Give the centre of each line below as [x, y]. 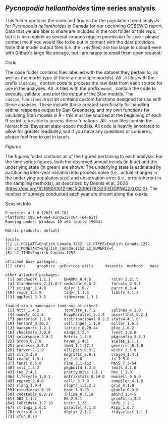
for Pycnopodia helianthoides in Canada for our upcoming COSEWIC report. [84, 26]
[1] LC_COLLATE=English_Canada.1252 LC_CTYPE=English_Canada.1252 [78, 244]
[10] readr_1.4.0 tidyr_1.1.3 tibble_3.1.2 [72, 293]
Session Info [18, 204]
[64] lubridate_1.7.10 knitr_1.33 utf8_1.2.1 [70, 403]
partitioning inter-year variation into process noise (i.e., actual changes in [81, 172]
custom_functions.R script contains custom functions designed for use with [83, 99]
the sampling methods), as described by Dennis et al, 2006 [67, 183]
